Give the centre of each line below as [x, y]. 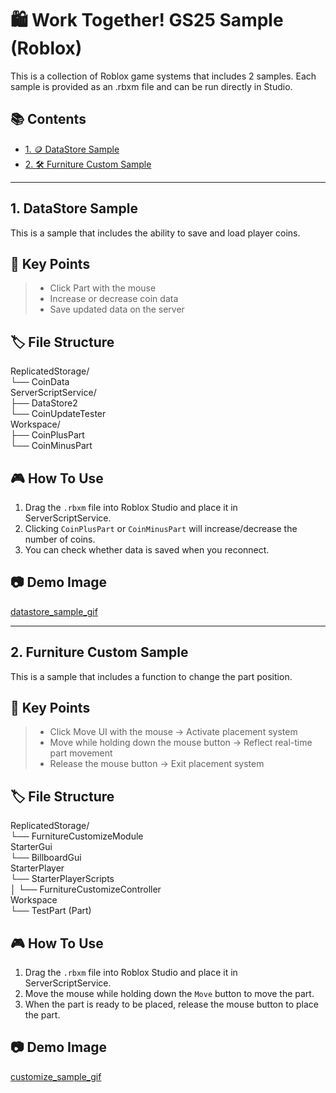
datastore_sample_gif [54, 611]
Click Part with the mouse [103, 288]
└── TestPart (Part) [51, 911]
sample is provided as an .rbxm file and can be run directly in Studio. [151, 86]
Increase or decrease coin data [114, 299]
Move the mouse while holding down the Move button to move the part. [169, 994]
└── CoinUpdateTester [58, 414]
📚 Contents [48, 119]
